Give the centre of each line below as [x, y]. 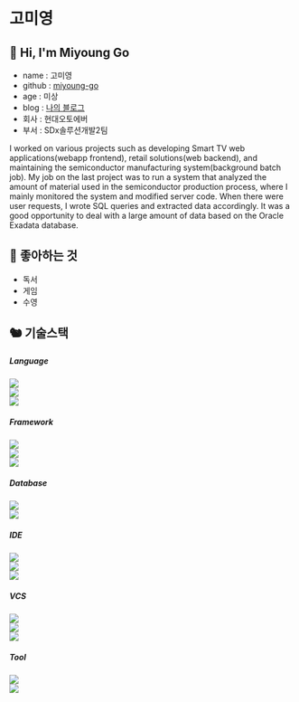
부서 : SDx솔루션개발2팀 [65, 130]
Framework [32, 422]
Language [29, 360]
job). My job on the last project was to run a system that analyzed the [138, 177]
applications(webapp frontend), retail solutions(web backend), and [133, 158]
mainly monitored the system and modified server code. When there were [147, 196]
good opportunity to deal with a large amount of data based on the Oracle [147, 215]
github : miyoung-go [61, 85]
